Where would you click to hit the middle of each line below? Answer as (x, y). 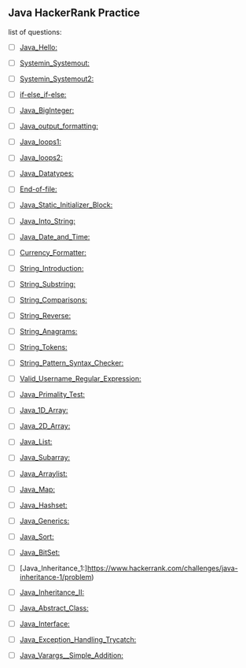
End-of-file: (38, 189)
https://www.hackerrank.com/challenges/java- (162, 568)
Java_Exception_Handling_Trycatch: (78, 640)
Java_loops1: (40, 142)
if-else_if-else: (43, 95)
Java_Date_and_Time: (55, 236)
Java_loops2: (41, 158)
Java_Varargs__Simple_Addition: (72, 655)
